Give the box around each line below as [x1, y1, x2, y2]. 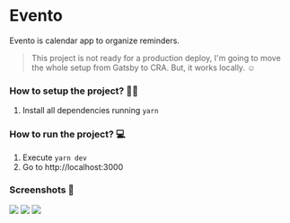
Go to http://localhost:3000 [22, 161, 124, 172]
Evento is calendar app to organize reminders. [9, 35, 180, 46]
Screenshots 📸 [9, 183, 75, 196]
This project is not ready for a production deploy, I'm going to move [31, 52, 281, 63]
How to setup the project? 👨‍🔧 [9, 85, 139, 97]
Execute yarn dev [22, 152, 87, 163]
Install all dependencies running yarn [22, 105, 159, 116]
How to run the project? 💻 [9, 128, 126, 140]
